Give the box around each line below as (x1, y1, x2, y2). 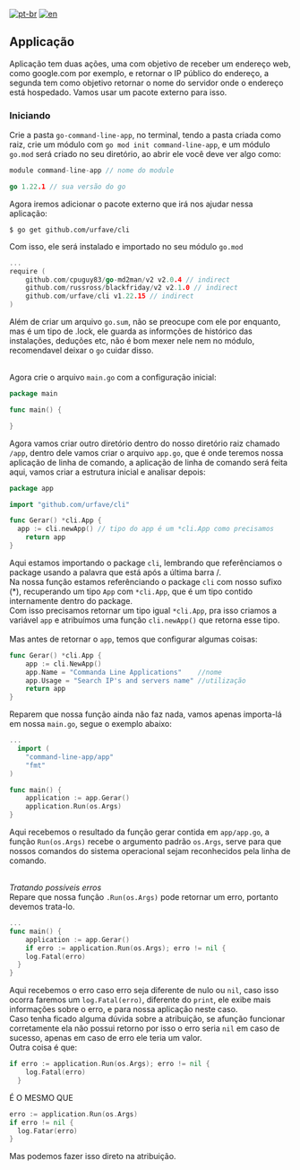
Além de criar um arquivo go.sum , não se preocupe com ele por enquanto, (9, 317, 281, 327)
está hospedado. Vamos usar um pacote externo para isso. (9, 86, 227, 98)
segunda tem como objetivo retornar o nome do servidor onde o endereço (9, 77, 284, 88)
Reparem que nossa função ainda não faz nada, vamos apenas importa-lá (9, 709, 282, 720)
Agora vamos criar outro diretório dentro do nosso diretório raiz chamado (9, 438, 280, 449)
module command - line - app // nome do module (9, 166, 175, 175)
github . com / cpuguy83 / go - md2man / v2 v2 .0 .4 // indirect (25, 275, 230, 284)
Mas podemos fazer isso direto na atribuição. (9, 1151, 176, 1162)
